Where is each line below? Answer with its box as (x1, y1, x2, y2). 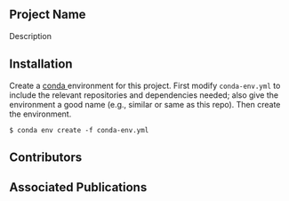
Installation (9, 57, 73, 72)
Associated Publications (9, 180, 148, 195)
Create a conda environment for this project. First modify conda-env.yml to (9, 80, 281, 91)
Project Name (9, 7, 86, 22)
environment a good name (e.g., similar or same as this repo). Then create (9, 99, 281, 109)
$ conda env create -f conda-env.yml (9, 125, 149, 134)
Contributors (9, 150, 83, 165)
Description (9, 30, 52, 41)
